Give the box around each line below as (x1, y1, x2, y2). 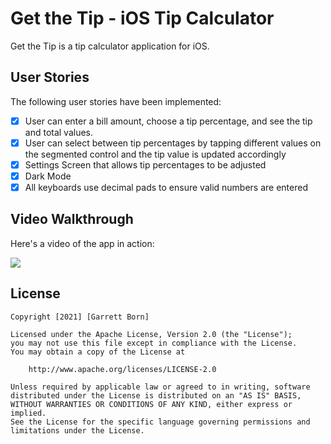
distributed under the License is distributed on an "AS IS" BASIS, (10, 390, 302, 401)
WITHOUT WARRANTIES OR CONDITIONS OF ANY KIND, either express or (10, 399, 293, 409)
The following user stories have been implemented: (10, 95, 222, 107)
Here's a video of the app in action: (10, 237, 155, 249)
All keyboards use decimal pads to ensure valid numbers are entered (24, 182, 308, 193)
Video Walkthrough (10, 211, 134, 228)
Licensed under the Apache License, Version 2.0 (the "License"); (10, 329, 293, 339)
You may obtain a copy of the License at (10, 347, 186, 357)
